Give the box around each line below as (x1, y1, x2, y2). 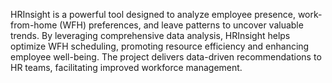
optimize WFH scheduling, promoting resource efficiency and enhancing (10, 40, 310, 52)
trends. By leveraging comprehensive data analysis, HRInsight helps (10, 30, 291, 41)
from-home (10, 19, 58, 31)
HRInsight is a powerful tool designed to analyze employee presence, (10, 9, 296, 20)
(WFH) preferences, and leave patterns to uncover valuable (59, 19, 304, 31)
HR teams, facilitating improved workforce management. (10, 62, 243, 73)
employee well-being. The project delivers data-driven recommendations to (10, 51, 322, 63)
